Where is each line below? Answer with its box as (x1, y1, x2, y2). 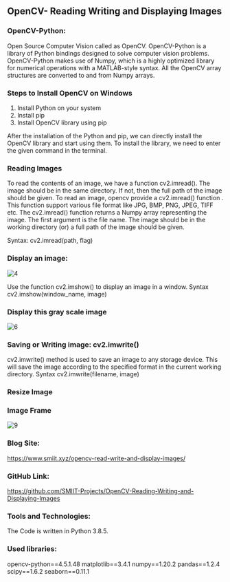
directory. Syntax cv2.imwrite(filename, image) (7, 370, 139, 378)
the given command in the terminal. (7, 146, 108, 154)
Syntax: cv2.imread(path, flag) (7, 237, 93, 245)
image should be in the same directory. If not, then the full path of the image (7, 186, 222, 195)
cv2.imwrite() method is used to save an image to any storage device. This (7, 356, 218, 364)
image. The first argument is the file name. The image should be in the (7, 216, 206, 224)
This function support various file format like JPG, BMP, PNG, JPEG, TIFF (7, 201, 214, 209)
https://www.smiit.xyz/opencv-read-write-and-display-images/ (7, 454, 186, 462)
